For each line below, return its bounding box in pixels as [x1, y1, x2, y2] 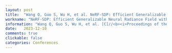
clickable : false [5, 36, 42, 41]
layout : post [5, 7, 33, 13]
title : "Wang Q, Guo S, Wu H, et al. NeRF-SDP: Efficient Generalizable [5, 12, 166, 17]
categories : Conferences [5, 40, 58, 45]
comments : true [5, 31, 38, 36]
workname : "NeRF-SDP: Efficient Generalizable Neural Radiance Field [5, 17, 157, 22]
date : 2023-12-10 [5, 26, 47, 31]
